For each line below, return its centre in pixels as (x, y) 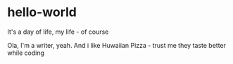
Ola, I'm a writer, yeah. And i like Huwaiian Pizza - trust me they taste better (117, 45)
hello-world (42, 12)
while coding (26, 53)
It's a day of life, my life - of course (58, 32)
